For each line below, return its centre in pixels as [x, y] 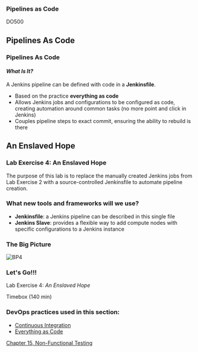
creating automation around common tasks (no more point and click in [100, 108]
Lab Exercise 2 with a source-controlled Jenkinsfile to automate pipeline [94, 182]
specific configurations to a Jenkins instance [69, 229]
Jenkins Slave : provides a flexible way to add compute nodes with [96, 222]
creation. [17, 188]
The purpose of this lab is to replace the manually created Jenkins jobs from [99, 176]
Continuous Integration [43, 325]
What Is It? [20, 71]
